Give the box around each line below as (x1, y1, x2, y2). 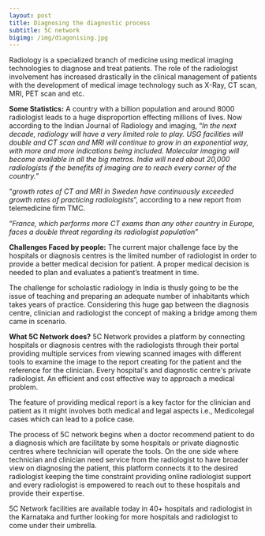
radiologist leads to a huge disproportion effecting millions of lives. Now (9, 112, 243, 123)
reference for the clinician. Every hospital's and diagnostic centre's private (9, 365, 252, 376)
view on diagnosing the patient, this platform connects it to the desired (9, 463, 239, 473)
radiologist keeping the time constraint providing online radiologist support (9, 472, 252, 481)
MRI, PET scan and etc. (9, 89, 85, 99)
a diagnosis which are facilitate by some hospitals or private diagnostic (9, 438, 240, 447)
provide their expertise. (9, 489, 85, 498)
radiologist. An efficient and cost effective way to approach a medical (9, 374, 235, 383)
